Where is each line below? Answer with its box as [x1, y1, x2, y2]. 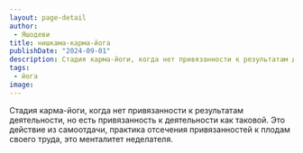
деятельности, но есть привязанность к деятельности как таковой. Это [9, 114, 286, 125]
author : [9, 22, 39, 31]
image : [9, 80, 34, 89]
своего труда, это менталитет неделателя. [9, 133, 173, 144]
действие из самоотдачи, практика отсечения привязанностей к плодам [9, 123, 291, 135]
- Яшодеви [13, 30, 50, 39]
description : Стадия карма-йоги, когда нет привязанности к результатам [9, 55, 289, 64]
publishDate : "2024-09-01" [9, 47, 111, 56]
